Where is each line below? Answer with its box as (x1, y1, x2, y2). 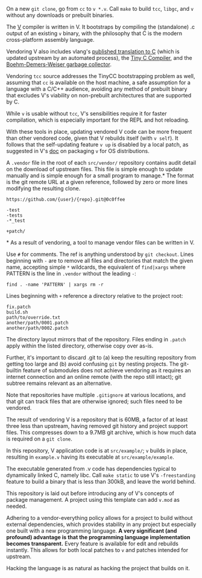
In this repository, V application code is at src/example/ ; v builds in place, (6, 447, 188, 454)
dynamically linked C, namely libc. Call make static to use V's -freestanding (6, 471, 196, 479)
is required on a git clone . (6, 435, 72, 442)
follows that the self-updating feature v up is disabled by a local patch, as (6, 141, 189, 148)
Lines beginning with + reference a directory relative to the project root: (6, 292, 183, 299)
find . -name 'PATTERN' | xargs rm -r (6, 281, 104, 287)
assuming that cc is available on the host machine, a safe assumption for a (6, 79, 191, 86)
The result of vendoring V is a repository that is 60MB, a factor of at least (6, 416, 188, 423)
